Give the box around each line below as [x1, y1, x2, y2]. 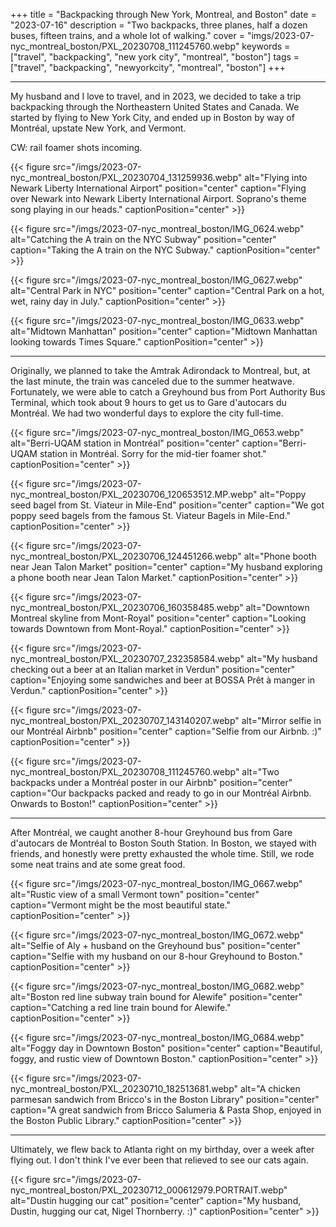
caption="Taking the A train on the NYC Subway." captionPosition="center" [10, 244, 321, 256]
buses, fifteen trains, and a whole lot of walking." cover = [10, 30, 245, 41]
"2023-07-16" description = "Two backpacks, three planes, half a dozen [10, 19, 308, 31]
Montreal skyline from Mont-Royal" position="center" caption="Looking [10, 612, 307, 624]
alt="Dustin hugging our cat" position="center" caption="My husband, [10, 1195, 302, 1206]
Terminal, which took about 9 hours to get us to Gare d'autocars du [10, 397, 287, 408]
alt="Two [241, 766, 280, 778]
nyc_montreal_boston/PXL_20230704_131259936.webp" [10, 172, 243, 183]
